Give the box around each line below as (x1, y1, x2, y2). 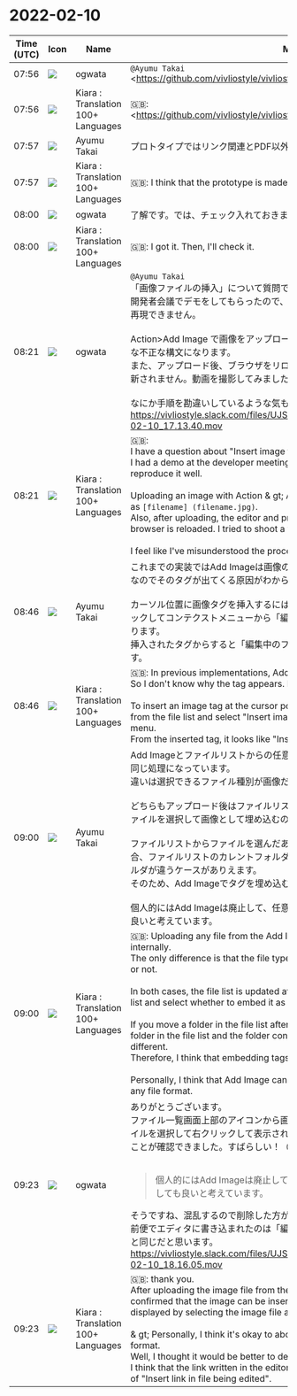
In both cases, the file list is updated (130, 984, 280, 997)
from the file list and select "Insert (130, 710, 271, 722)
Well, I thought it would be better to (130, 1350, 276, 1362)
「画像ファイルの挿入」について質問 (130, 282, 281, 294)
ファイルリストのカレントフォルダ (148, 851, 290, 863)
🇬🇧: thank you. (130, 1272, 194, 1284)
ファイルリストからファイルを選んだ (130, 837, 281, 850)
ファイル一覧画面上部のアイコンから (130, 1114, 281, 1126)
